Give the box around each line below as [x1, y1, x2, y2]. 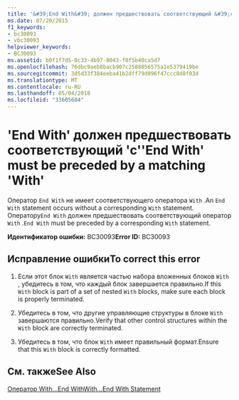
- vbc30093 [7, 37, 40, 44]
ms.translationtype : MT [7, 76, 78, 84]
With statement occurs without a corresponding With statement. [7, 204, 194, 212]
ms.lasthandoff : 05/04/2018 [7, 90, 91, 97]
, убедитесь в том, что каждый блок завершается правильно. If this [17, 279, 222, 288]
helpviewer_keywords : [7, 43, 72, 51]
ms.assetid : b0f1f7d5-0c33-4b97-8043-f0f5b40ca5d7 [7, 57, 161, 64]
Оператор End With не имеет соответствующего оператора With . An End [7, 196, 225, 204]
